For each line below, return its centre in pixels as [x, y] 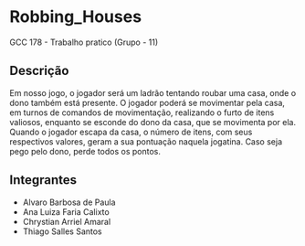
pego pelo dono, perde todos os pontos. [85, 151]
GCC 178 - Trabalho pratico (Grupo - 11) [84, 42]
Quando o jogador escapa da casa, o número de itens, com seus [131, 132]
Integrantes [43, 180]
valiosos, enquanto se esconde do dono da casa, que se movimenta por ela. [153, 122]
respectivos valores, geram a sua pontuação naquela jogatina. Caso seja [146, 141]
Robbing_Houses [76, 17]
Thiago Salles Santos [62, 231]
